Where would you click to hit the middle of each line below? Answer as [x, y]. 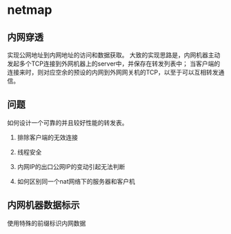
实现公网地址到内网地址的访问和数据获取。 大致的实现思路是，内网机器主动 [114, 55]
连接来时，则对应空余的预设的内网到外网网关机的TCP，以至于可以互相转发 [113, 72]
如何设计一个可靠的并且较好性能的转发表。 [68, 122]
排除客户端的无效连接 [47, 137]
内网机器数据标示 [43, 205]
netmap [30, 10]
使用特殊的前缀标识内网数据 [47, 223]
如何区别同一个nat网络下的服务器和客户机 [76, 181]
